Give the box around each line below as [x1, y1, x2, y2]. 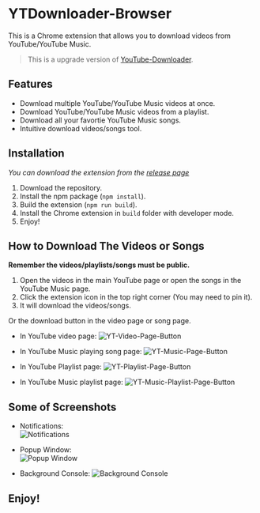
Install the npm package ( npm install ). [19, 191, 146, 201]
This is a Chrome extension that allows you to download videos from [8, 31, 231, 40]
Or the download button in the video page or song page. [8, 316, 191, 326]
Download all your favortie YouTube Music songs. [19, 115, 182, 125]
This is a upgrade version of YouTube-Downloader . [27, 55, 194, 64]
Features [8, 77, 53, 91]
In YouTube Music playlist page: [19, 377, 124, 387]
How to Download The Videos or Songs [8, 239, 205, 253]
